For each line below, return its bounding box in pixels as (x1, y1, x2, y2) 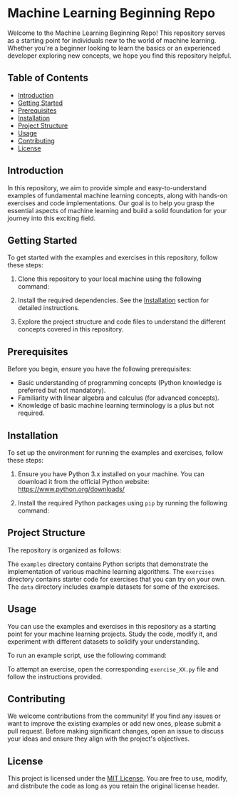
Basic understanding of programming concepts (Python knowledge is (17, 379, 222, 387)
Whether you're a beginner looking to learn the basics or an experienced (7, 43, 221, 52)
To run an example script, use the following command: (7, 651, 167, 659)
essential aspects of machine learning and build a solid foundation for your (7, 206, 227, 215)
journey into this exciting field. (7, 214, 96, 222)
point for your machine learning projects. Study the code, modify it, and (7, 629, 217, 638)
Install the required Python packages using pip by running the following (17, 499, 228, 507)
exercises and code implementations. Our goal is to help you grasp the (7, 198, 215, 207)
